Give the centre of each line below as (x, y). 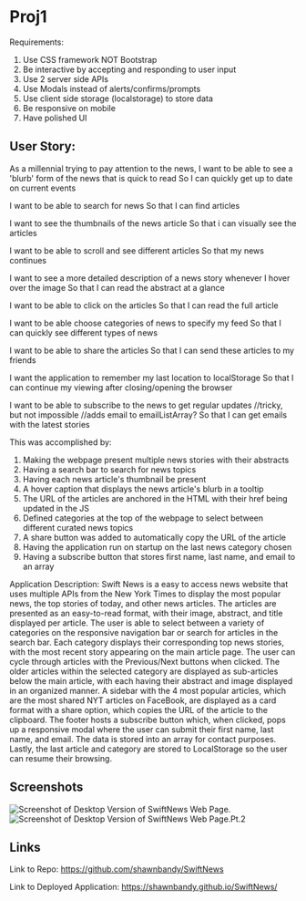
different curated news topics (78, 527)
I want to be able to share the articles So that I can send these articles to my (152, 350)
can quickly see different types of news (83, 332)
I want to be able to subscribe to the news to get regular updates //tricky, (146, 405)
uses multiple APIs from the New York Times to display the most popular (145, 594)
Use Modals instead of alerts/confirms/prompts (112, 88)
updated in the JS (56, 508)
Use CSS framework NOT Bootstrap (90, 59)
